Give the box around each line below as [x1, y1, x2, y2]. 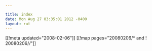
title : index [5, 12, 33, 17]
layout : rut [5, 21, 30, 26]
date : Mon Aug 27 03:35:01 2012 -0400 [5, 16, 87, 22]
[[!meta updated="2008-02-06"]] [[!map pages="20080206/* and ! [5, 35, 147, 41]
